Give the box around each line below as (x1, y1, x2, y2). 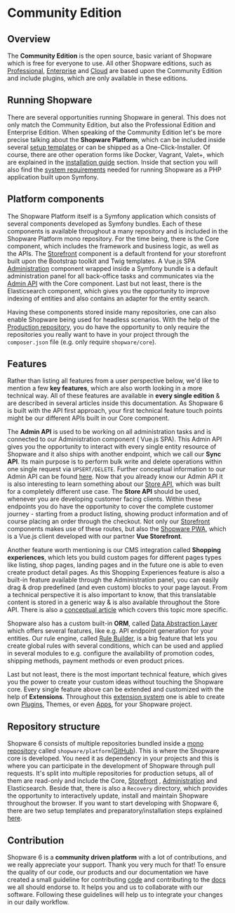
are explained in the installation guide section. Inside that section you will (7, 158, 218, 166)
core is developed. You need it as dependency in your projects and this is (7, 754, 220, 762)
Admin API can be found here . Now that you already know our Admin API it (7, 473, 223, 481)
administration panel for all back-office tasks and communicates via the (7, 272, 214, 280)
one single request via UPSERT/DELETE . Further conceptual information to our (7, 465, 226, 473)
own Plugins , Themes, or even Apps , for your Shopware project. (7, 700, 193, 708)
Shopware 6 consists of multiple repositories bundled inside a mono (7, 739, 204, 748)
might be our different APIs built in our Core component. (7, 414, 170, 423)
